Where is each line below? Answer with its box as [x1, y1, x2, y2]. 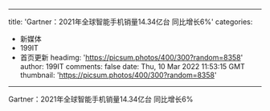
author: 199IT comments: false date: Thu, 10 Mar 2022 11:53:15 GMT [19, 62, 245, 71]
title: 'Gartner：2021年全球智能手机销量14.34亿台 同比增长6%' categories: [8, 17, 253, 27]
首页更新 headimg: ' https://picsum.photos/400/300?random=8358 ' [19, 53, 243, 62]
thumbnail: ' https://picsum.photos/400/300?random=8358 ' [19, 70, 217, 80]
